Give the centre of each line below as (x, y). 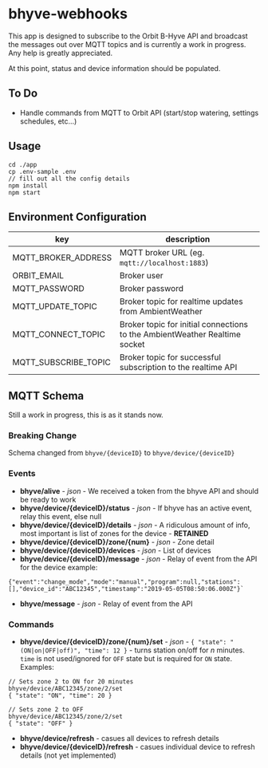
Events (22, 474)
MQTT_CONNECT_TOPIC (59, 334)
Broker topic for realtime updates (181, 301)
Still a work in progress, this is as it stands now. (86, 415)
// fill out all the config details (69, 179)
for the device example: (59, 567)
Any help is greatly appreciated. (61, 53)
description (188, 239)
